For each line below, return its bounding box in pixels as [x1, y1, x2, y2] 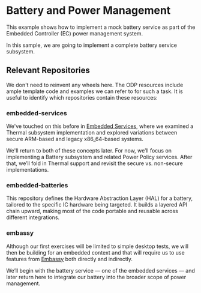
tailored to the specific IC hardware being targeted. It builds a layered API [6, 201, 188, 208]
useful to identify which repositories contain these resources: [6, 94, 158, 101]
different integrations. [6, 214, 60, 221]
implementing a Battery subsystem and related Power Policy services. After [6, 154, 193, 161]
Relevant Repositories [6, 65, 90, 76]
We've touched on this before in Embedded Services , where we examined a [6, 122, 194, 130]
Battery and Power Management [6, 4, 171, 17]
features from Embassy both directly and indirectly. [6, 255, 133, 262]
